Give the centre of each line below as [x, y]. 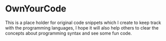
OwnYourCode [36, 9]
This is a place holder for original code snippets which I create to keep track [83, 22]
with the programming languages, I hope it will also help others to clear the [82, 27]
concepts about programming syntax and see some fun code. [69, 33]
